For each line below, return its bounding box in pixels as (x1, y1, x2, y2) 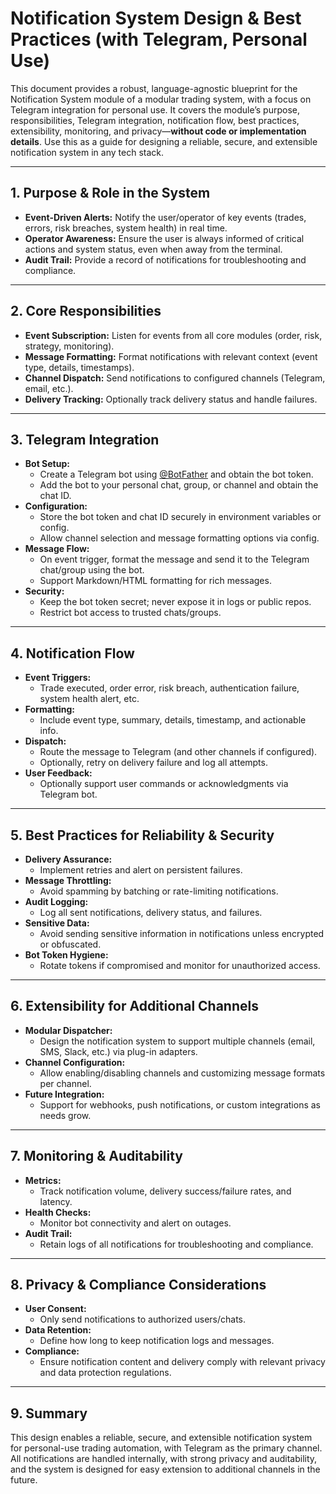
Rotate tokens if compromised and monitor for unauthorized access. (39, 960, 321, 971)
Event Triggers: (24, 672, 92, 684)
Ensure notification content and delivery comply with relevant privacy (39, 1356, 326, 1368)
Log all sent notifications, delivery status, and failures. (39, 907, 263, 918)
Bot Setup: (24, 458, 70, 470)
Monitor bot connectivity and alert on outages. (39, 1217, 232, 1229)
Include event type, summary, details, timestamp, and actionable (39, 714, 307, 726)
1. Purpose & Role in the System (10, 185, 211, 202)
